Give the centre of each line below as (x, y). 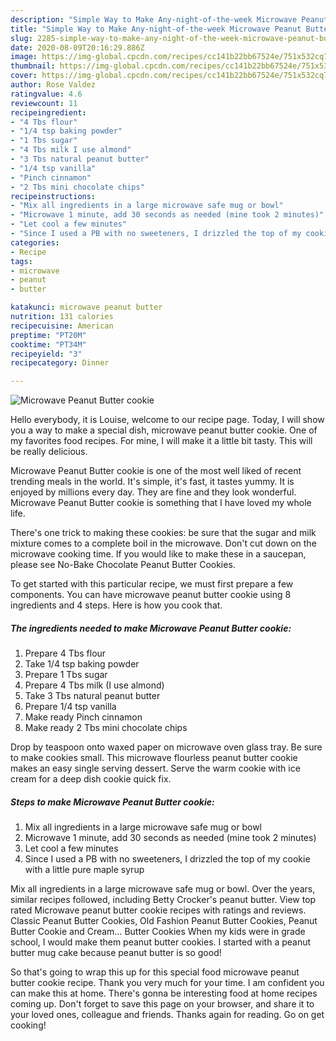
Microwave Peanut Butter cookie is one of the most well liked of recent (156, 471)
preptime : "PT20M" (48, 335)
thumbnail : (33, 66)
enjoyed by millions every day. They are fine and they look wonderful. (153, 492)
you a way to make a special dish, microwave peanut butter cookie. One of (164, 430)
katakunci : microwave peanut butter (86, 307)
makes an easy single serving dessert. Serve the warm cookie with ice (155, 768)
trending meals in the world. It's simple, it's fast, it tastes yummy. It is (152, 482)
